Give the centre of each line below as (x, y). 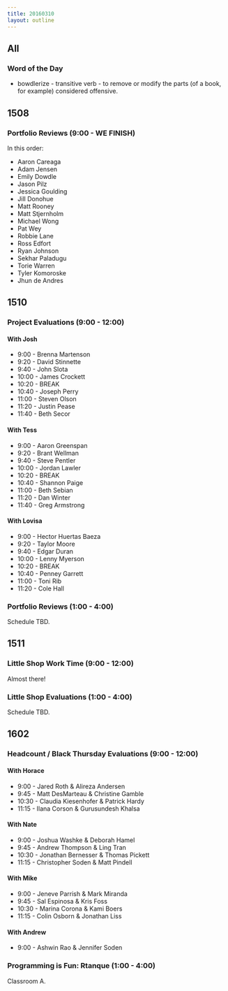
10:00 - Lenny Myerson (51, 558)
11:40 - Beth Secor (44, 414)
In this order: (25, 148)
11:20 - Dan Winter (44, 498)
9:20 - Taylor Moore (46, 544)
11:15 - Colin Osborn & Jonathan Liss (69, 916)
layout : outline (31, 20)
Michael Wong (38, 221)
